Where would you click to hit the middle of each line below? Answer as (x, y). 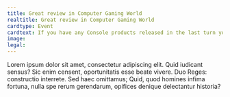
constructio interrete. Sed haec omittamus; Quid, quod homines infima (106, 79)
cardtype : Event (30, 26)
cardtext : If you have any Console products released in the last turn (111, 32)
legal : (16, 45)
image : (16, 39)
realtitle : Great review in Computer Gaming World (81, 20)
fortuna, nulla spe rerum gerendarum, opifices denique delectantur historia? (114, 86)
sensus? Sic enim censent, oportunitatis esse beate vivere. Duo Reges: (107, 72)
